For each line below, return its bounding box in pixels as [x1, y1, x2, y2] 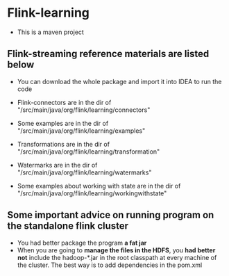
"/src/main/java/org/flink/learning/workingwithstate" [17, 189, 167, 197]
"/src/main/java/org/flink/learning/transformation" [17, 147, 160, 156]
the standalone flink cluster [7, 220, 129, 232]
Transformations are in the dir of [17, 140, 110, 148]
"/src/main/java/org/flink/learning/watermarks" [17, 168, 152, 177]
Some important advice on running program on [7, 209, 214, 221]
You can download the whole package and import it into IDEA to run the [17, 77, 222, 86]
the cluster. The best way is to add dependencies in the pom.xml [17, 261, 203, 269]
